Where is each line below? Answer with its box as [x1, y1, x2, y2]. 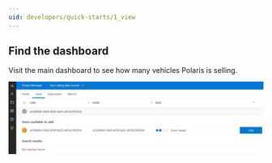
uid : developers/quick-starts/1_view [8, 13, 136, 21]
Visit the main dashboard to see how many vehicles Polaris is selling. [8, 66, 238, 75]
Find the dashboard [8, 45, 109, 58]
